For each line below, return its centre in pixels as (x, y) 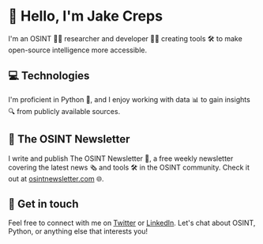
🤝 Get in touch (43, 204)
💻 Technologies (49, 76)
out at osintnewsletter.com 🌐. (56, 178)
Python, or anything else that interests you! (78, 231)
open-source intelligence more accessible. (78, 50)
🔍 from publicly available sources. (64, 111)
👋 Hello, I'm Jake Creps (86, 16)
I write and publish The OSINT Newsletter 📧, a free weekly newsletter (121, 158)
